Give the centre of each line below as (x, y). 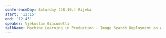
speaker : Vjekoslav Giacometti (37, 23)
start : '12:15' (21, 14)
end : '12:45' (19, 19)
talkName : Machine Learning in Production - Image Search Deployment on (82, 28)
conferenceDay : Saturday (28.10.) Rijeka (48, 10)
